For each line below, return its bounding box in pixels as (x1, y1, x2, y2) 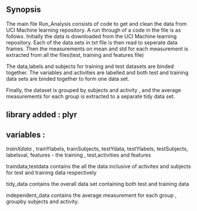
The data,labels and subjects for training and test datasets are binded (6, 63, 174, 70)
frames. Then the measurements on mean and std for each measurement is (6, 45, 189, 52)
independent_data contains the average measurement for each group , (6, 192, 177, 199)
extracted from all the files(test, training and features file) (6, 51, 144, 58)
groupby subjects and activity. (6, 198, 79, 205)
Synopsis (6, 5, 41, 15)
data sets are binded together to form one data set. (6, 75, 130, 82)
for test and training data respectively (6, 169, 97, 176)
